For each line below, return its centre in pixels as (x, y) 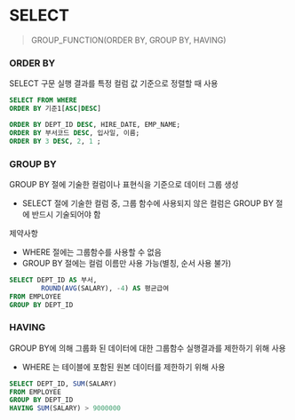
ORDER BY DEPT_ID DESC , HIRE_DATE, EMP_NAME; (95, 124)
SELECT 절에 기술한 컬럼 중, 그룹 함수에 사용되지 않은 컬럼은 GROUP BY (147, 203)
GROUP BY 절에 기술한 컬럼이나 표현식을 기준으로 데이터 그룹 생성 (124, 184)
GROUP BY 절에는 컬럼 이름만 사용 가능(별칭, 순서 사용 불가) (127, 263)
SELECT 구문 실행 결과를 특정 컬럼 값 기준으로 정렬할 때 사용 (114, 83)
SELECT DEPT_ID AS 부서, (53, 280)
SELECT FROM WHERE (43, 100)
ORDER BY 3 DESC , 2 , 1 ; (55, 141)
